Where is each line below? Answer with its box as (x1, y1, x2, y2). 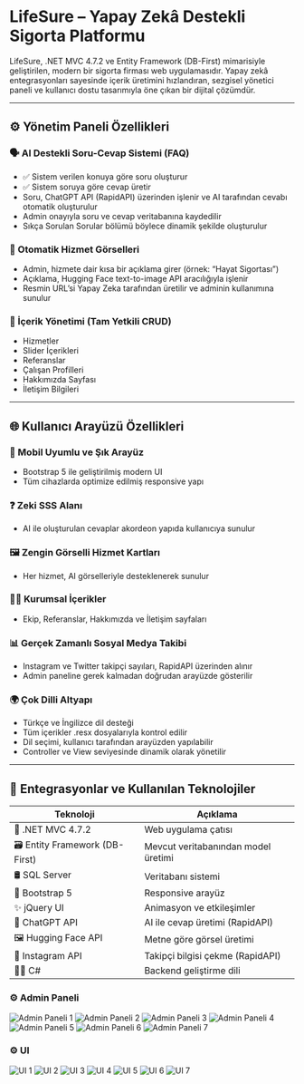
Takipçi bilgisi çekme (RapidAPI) (144, 950, 281, 963)
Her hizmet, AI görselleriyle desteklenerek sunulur (22, 570, 210, 581)
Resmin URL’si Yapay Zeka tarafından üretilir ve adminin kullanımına (22, 283, 274, 294)
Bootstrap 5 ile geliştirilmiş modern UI (22, 466, 163, 477)
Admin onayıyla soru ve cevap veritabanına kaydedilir (22, 210, 222, 221)
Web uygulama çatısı (144, 823, 233, 836)
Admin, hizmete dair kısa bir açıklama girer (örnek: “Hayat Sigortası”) (22, 263, 280, 274)
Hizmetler (22, 335, 60, 346)
